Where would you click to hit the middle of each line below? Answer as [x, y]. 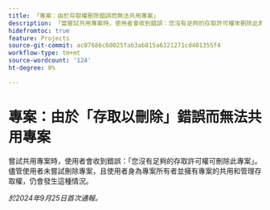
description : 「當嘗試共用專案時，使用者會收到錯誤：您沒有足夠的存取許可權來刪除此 [133, 23]
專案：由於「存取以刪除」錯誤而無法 [128, 117]
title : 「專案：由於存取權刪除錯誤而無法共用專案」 [84, 16]
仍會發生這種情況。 [61, 180]
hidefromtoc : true [39, 30]
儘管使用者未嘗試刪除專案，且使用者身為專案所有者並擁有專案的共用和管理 [131, 171]
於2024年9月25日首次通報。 [55, 198]
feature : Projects [39, 38]
